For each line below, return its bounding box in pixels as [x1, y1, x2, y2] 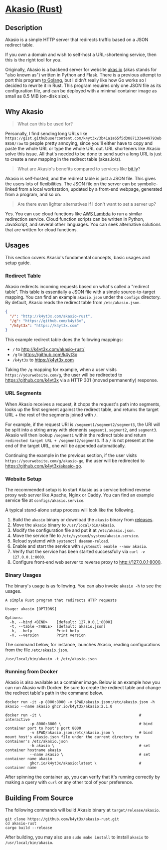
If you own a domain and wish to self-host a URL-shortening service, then [5, 51, 157, 57]
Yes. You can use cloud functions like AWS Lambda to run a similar [5, 211, 143, 217]
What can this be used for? [17, 121, 73, 127]
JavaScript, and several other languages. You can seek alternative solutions [5, 221, 161, 227]
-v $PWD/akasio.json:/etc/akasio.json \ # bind [29, 730, 153, 735]
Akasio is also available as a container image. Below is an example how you [5, 679, 161, 685]
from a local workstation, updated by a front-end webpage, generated [18, 186, 163, 192]
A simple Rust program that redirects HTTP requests [5, 598, 117, 603]
